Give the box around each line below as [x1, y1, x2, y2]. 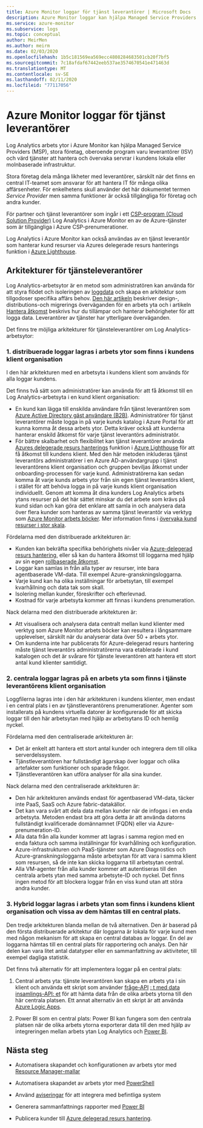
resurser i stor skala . [15, 521, 67, 529]
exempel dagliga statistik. [6, 954, 70, 961]
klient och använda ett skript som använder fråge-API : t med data [15, 983, 180, 991]
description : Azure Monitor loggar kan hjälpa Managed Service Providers [6, 15, 197, 21]
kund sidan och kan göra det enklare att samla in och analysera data [15, 502, 186, 509]
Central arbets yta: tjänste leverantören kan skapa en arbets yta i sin [15, 977, 186, 985]
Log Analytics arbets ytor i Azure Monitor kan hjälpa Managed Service [6, 141, 182, 149]
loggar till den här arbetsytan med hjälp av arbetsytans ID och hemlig [6, 715, 179, 722]
